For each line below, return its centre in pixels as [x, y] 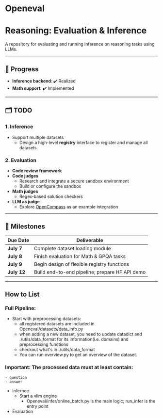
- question [16, 377]
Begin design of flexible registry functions [81, 264]
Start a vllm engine [38, 396]
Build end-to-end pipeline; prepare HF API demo [90, 272]
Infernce [20, 390]
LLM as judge [26, 201]
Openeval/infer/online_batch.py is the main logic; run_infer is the [91, 401]
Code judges [25, 176]
